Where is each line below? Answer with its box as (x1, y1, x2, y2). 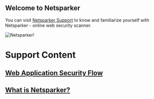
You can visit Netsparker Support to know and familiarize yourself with (5, 17, 150, 23)
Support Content (5, 49, 76, 60)
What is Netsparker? (5, 86, 71, 94)
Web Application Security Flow (5, 69, 103, 77)
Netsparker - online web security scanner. (5, 22, 92, 28)
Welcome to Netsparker (5, 4, 80, 12)
